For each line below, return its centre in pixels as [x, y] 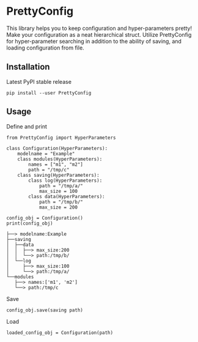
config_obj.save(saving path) [45, 310]
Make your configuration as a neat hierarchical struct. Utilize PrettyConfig [99, 34]
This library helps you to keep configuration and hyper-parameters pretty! [99, 28]
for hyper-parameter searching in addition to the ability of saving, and [94, 41]
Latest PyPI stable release [39, 81]
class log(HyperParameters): [65, 180]
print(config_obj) [30, 223]
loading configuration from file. [45, 48]
